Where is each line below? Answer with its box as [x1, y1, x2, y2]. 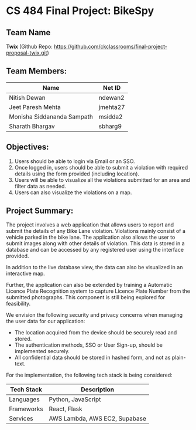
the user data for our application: [6, 318, 85, 325]
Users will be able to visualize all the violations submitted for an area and [14, 176, 190, 183]
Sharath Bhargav [9, 122, 55, 130]
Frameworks [9, 405, 43, 413]
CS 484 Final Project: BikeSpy [6, 4, 154, 18]
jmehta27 [98, 103, 125, 111]
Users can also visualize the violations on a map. [14, 189, 132, 196]
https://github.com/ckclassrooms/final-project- [53, 43, 168, 50]
